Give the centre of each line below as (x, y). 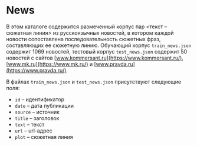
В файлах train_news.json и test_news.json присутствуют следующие (94, 82)
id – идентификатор (40, 99)
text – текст (29, 124)
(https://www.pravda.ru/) (36, 70)
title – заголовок (37, 118)
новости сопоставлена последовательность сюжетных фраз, (83, 39)
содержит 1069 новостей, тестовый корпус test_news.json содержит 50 (97, 51)
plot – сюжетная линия (44, 137)
